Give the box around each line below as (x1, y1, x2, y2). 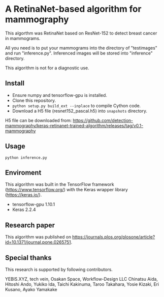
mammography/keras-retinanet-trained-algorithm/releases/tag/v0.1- (5, 122, 144, 128)
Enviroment (5, 168, 42, 177)
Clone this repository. (12, 97, 56, 103)
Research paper (5, 221, 55, 229)
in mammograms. (5, 35, 41, 41)
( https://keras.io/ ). (5, 192, 42, 198)
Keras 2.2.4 (12, 207, 36, 212)
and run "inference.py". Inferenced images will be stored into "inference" (5, 50, 153, 56)
